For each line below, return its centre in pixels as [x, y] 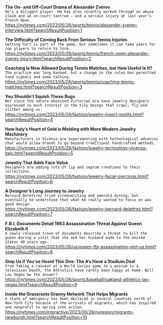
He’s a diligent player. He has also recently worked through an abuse [79, 12]
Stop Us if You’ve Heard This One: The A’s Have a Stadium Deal [70, 261]
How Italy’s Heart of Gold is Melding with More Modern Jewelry [71, 129]
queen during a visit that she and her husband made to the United [75, 238]
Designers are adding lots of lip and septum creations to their [73, 167]
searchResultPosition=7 [29, 214]
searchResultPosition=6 [29, 182]
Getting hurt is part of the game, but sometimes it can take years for [81, 44]
